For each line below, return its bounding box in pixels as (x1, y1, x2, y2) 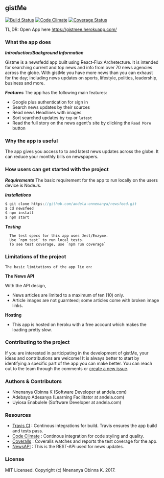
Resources (5, 412, 31, 419)
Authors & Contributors (5, 377, 62, 384)
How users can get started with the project (5, 166, 109, 173)
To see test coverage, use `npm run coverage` (9, 242, 106, 247)
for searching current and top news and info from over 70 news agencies (5, 65, 153, 71)
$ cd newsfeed (5, 206, 34, 211)
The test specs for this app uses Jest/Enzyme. (9, 233, 109, 238)
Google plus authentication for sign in (12, 99, 88, 105)
